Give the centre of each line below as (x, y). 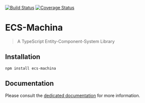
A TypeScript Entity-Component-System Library (66, 41)
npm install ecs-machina (31, 68)
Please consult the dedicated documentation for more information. (73, 95)
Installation (23, 57)
